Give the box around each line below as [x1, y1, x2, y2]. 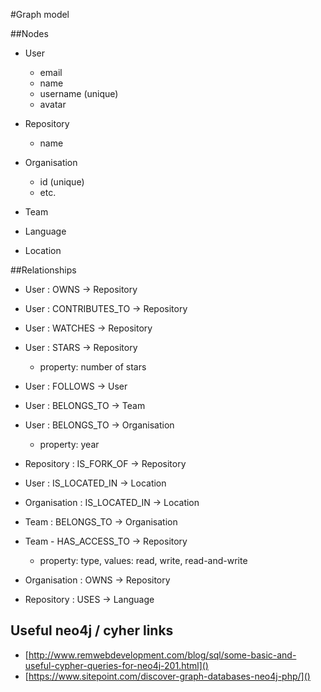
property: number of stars [39, 361, 147, 373]
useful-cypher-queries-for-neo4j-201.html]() [24, 659, 209, 671]
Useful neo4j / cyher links [10, 622, 174, 639]
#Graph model [10, 9, 70, 20]
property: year [39, 439, 100, 450]
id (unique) [39, 176, 85, 188]
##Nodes [10, 28, 49, 39]
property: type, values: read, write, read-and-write [39, 555, 248, 566]
